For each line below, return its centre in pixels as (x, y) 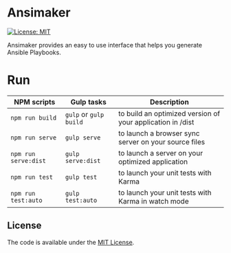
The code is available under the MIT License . (71, 242)
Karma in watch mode (153, 201)
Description (169, 102)
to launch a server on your (161, 153)
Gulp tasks (88, 102)
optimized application (153, 162)
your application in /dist (156, 122)
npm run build (34, 118)
